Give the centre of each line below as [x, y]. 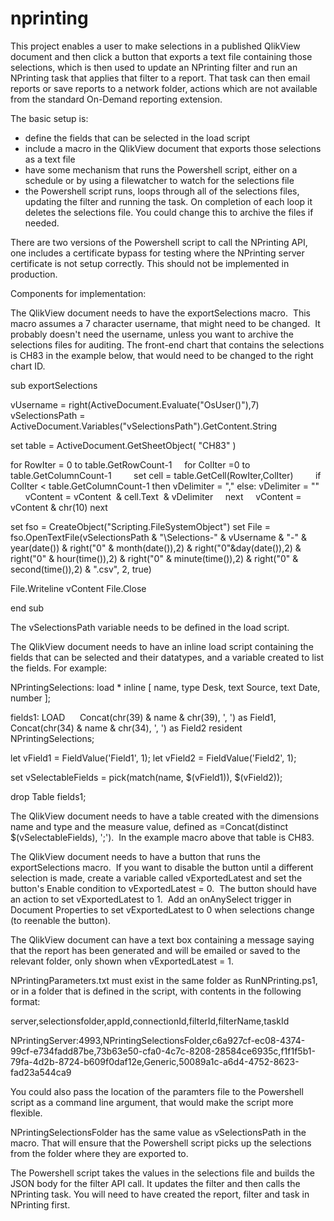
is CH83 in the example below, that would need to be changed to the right [162, 355]
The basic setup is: [49, 118]
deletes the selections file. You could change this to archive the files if [169, 212]
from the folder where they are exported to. [99, 1153]
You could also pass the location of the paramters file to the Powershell [157, 1091]
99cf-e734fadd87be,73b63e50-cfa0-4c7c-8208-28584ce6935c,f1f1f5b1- [163, 1051]
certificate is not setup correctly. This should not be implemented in [150, 263]
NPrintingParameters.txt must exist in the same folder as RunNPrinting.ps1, [164, 980]
